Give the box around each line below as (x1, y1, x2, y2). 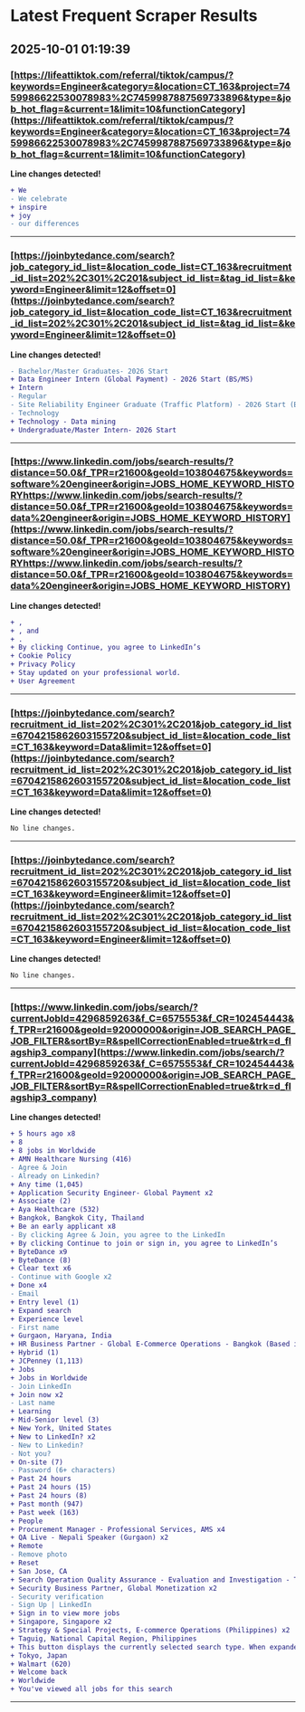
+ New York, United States (10, 1424, 112, 1433)
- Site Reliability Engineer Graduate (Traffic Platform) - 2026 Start (10, 400, 286, 410)
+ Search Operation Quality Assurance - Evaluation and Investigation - (10, 1575, 291, 1584)
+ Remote (10, 1542, 43, 1551)
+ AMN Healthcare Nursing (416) (10, 1155, 132, 1164)
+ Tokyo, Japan (10, 1650, 68, 1660)
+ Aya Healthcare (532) (10, 1205, 100, 1214)
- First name (10, 1323, 60, 1332)
